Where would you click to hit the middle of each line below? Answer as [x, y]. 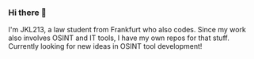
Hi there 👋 [28, 13]
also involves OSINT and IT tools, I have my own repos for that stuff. [119, 38]
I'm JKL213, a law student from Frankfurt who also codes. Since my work [127, 30]
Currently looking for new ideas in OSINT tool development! [105, 46]
